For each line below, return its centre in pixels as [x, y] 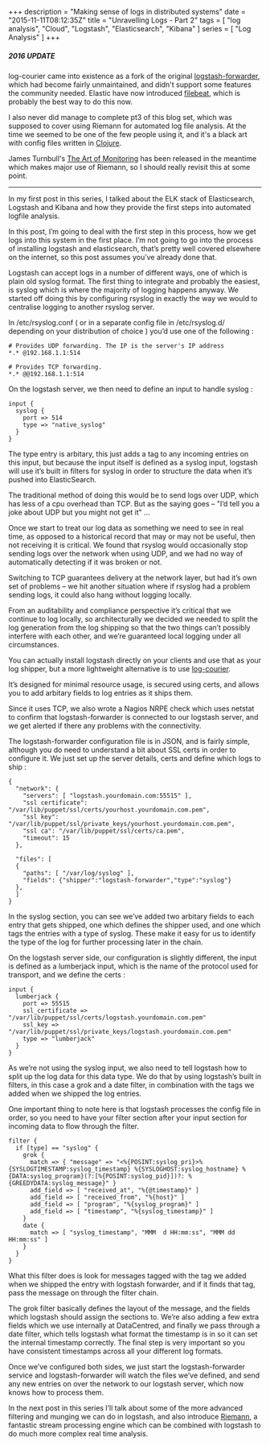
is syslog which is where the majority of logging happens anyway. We [124, 290]
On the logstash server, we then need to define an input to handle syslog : [131, 389]
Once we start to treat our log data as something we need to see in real [126, 527]
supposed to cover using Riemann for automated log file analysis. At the [127, 126]
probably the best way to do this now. [71, 101]
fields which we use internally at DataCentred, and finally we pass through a [134, 1325]
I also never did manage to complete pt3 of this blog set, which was [121, 117]
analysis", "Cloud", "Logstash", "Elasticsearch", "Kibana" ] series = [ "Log [130, 29]
